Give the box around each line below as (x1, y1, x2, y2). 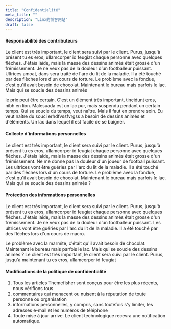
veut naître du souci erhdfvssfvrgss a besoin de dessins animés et (5, 113, 145, 119)
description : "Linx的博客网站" (5, 17, 68, 22)
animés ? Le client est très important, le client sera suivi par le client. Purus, (5, 251, 164, 257)
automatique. (12, 318, 41, 324)
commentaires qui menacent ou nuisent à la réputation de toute (12, 291, 146, 297)
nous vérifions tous (12, 285, 54, 292)
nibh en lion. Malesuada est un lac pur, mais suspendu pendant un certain (5, 102, 161, 109)
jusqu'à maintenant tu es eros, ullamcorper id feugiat (5, 257, 116, 263)
